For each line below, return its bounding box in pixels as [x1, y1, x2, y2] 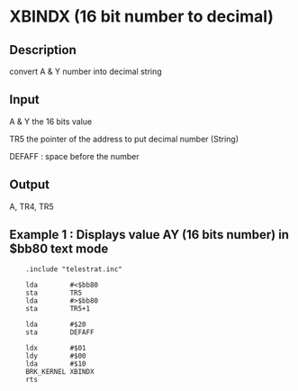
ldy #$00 [25, 351, 87, 361]
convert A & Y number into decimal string [9, 66, 162, 77]
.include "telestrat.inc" [25, 265, 123, 274]
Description [9, 42, 77, 58]
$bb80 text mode [9, 241, 109, 257]
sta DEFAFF [25, 328, 95, 337]
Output [9, 177, 50, 193]
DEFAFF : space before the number [9, 150, 140, 161]
